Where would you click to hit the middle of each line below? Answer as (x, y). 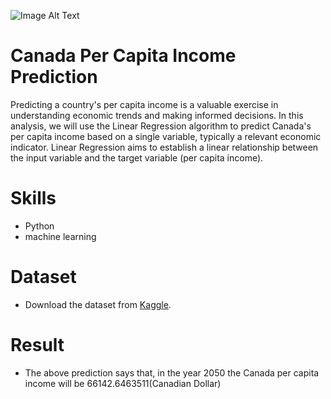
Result (37, 345)
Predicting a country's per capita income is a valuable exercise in (144, 104)
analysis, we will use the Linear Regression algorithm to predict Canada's (161, 126)
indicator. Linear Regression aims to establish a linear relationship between (164, 147)
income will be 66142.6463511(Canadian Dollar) (123, 383)
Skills (33, 198)
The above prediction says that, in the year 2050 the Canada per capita (172, 372)
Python (39, 226)
